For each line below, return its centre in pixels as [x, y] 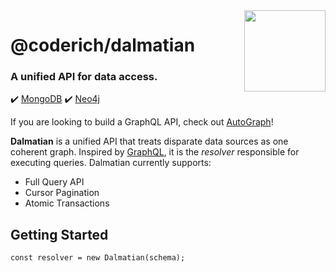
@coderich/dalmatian [103, 45]
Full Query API [54, 182]
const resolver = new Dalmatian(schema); [98, 258]
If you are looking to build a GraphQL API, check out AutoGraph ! [142, 122]
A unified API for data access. [84, 77]
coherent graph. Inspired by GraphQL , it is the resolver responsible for [155, 152]
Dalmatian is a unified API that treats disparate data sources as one [149, 141]
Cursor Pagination [62, 193]
